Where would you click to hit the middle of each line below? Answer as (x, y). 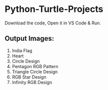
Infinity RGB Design (32, 82)
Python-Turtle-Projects (54, 9)
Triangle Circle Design (35, 72)
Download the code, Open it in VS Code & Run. (53, 23)
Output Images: (29, 39)
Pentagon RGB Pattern (35, 66)
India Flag (22, 50)
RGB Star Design (29, 77)
